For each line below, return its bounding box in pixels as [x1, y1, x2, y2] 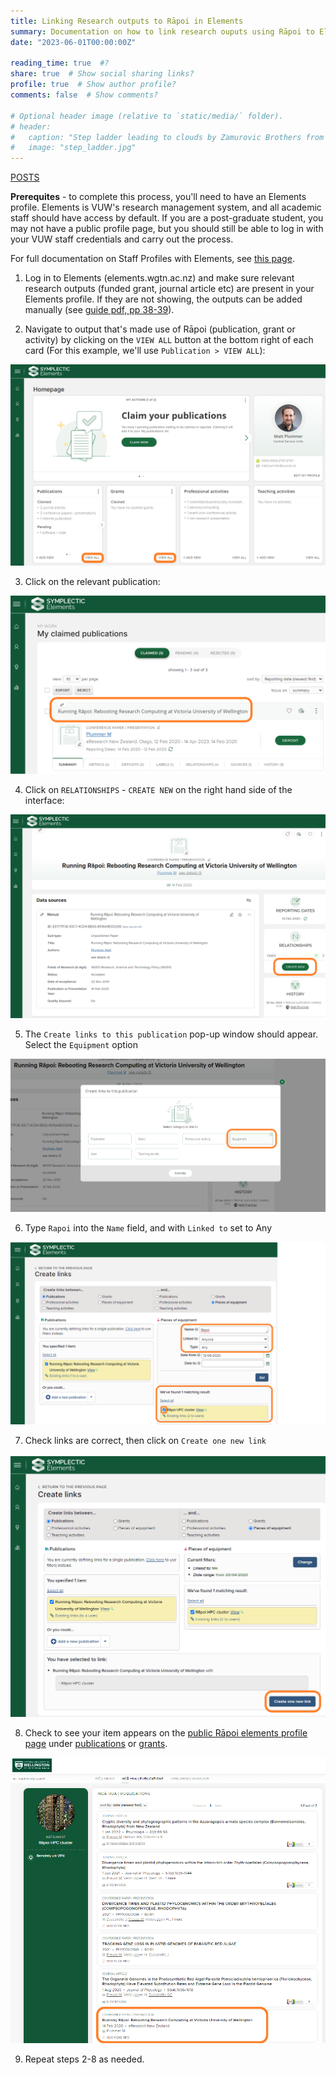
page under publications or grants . [24, 1737, 168, 1749]
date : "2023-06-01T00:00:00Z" [10, 37, 137, 47]
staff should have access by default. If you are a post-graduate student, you [10, 212, 324, 224]
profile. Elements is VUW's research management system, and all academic [10, 201, 322, 214]
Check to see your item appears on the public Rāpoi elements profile [24, 1726, 308, 1739]
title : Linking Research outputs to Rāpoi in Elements [10, 16, 244, 26]
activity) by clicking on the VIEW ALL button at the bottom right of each [24, 334, 314, 346]
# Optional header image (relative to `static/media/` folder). [10, 111, 284, 121]
